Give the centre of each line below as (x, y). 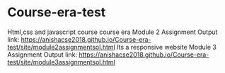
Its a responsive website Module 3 (167, 47)
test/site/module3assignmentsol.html (61, 62)
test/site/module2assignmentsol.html (61, 47)
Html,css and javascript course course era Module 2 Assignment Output (112, 32)
